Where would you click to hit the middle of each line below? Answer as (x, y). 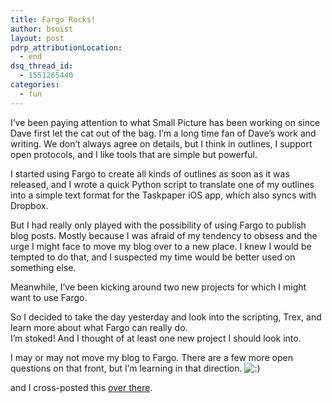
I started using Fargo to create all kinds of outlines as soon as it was (150, 173)
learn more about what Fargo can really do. (99, 327)
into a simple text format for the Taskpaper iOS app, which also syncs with (163, 195)
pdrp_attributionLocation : (66, 47)
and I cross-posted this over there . (81, 387)
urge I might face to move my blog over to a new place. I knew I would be (161, 246)
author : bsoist (42, 29)
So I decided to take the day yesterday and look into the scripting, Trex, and (166, 317)
